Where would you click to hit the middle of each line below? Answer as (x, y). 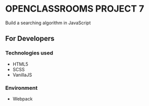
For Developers (30, 39)
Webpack (23, 98)
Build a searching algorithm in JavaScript (48, 23)
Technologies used (29, 53)
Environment (22, 88)
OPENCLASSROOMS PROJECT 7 (75, 9)
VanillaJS (22, 75)
